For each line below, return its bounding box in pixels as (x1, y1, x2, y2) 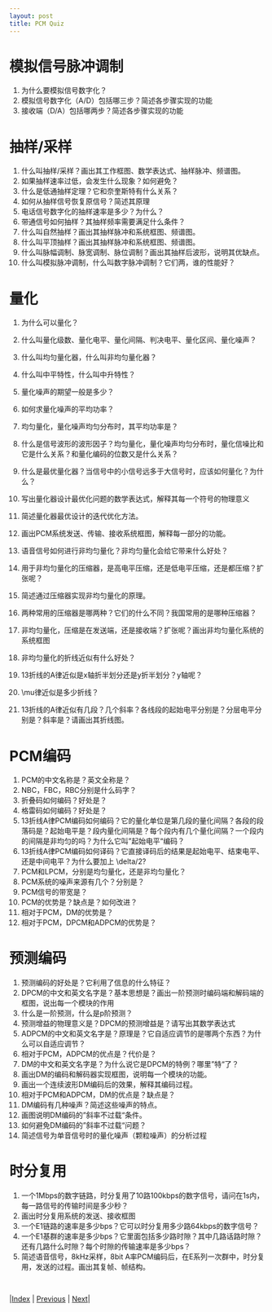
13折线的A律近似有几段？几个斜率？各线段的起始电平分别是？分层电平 (20, 705, 255, 715)
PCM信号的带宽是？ (20, 887, 88, 897)
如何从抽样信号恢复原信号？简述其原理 (20, 196, 150, 206)
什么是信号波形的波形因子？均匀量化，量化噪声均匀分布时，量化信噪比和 (20, 439, 264, 449)
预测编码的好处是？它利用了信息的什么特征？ (20, 978, 172, 988)
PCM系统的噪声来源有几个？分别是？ (20, 877, 145, 887)
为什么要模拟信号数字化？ (20, 86, 107, 95)
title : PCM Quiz (9, 20, 64, 28)
